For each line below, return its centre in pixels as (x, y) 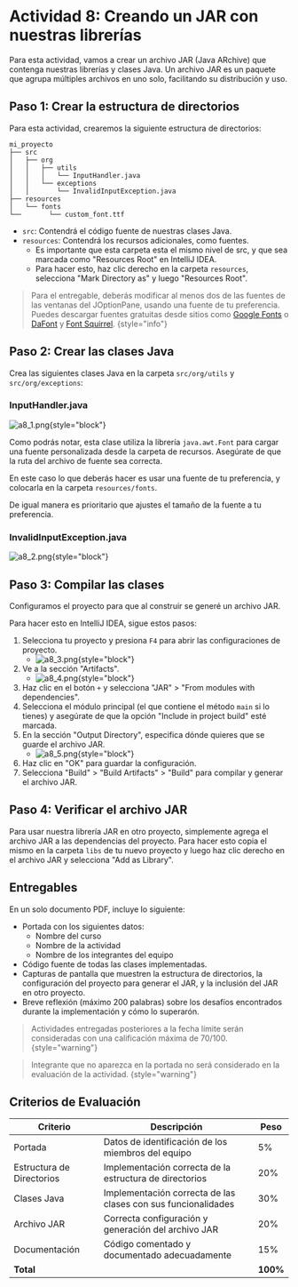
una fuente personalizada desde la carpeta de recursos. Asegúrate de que (145, 452)
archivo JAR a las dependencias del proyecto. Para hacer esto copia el (138, 841)
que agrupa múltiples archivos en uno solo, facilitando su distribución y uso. (149, 78)
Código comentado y (147, 1244)
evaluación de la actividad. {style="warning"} (114, 1074)
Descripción (176, 1127)
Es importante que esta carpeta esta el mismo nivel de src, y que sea (161, 250)
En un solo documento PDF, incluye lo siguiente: (97, 909)
